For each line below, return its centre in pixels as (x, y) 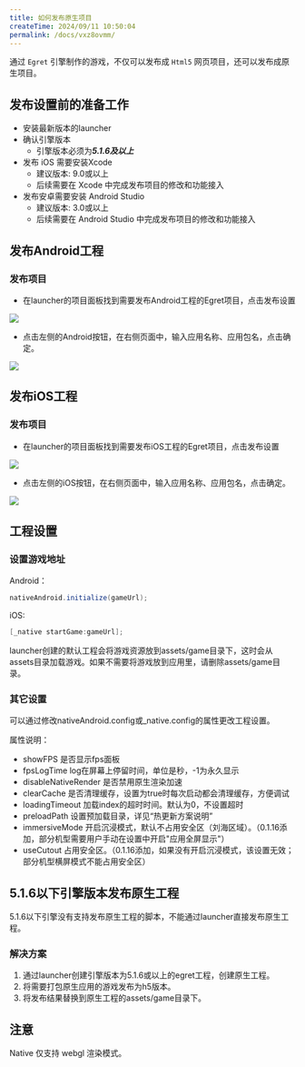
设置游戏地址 (38, 559)
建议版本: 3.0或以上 (72, 208)
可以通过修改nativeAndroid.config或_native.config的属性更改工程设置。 (142, 720)
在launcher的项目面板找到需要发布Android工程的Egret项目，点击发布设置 (159, 300)
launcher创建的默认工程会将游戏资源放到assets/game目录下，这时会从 (142, 650)
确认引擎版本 (46, 140)
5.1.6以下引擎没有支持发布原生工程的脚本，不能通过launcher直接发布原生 (145, 917)
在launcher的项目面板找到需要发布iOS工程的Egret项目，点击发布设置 (151, 446)
